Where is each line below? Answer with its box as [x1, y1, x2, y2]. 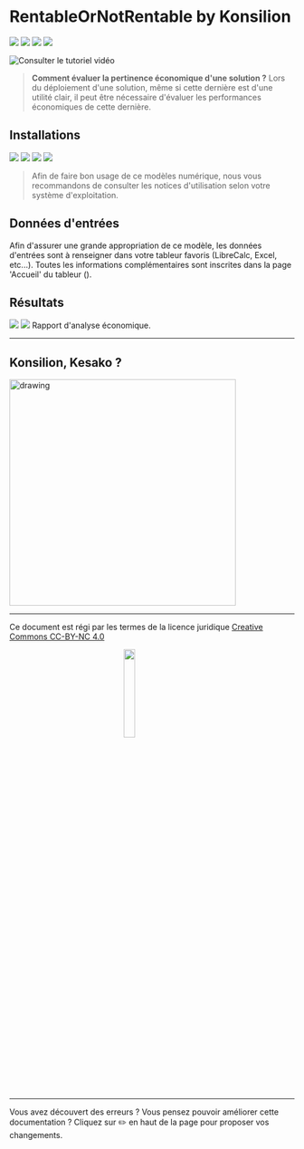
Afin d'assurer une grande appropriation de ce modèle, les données [9, 240, 262, 251]
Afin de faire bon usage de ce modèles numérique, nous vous [31, 170, 262, 181]
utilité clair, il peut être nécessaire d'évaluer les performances [31, 91, 262, 102]
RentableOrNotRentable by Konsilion [9, 6, 291, 27]
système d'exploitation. [31, 189, 119, 200]
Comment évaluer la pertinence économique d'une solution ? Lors [31, 72, 286, 83]
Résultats [9, 294, 65, 310]
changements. [9, 1130, 63, 1141]
